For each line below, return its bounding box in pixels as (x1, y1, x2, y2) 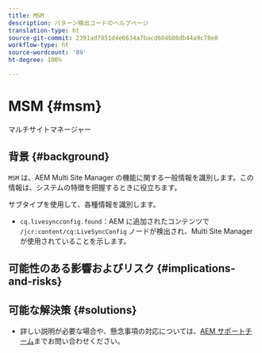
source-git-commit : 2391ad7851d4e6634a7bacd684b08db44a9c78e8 (8, 33, 218, 42)
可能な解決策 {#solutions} (8, 304, 137, 317)
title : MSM (8, 11, 44, 20)
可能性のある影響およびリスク (8, 262, 155, 275)
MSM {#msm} (8, 97, 102, 115)
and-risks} (8, 275, 63, 289)
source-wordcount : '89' (8, 48, 87, 56)
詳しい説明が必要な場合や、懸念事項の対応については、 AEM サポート (19, 326, 246, 336)
